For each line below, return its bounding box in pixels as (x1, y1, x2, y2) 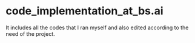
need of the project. (5, 30, 55, 37)
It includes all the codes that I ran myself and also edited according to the (5, 24, 189, 31)
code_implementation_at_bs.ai (5, 4, 164, 18)
